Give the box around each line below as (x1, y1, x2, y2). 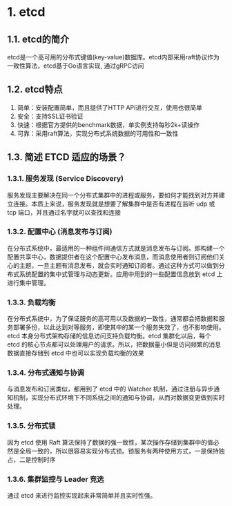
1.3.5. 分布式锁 (7, 421, 56, 431)
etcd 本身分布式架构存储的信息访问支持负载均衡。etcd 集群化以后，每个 (7, 332, 212, 340)
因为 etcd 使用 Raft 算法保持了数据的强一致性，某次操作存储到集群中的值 (7, 438, 214, 446)
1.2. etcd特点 (7, 84, 64, 95)
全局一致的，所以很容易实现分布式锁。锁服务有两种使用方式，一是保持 (19, 447, 219, 455)
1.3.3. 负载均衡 (7, 298, 56, 307)
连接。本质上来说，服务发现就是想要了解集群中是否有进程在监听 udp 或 (12, 200, 215, 208)
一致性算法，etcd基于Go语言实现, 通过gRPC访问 (7, 61, 144, 70)
